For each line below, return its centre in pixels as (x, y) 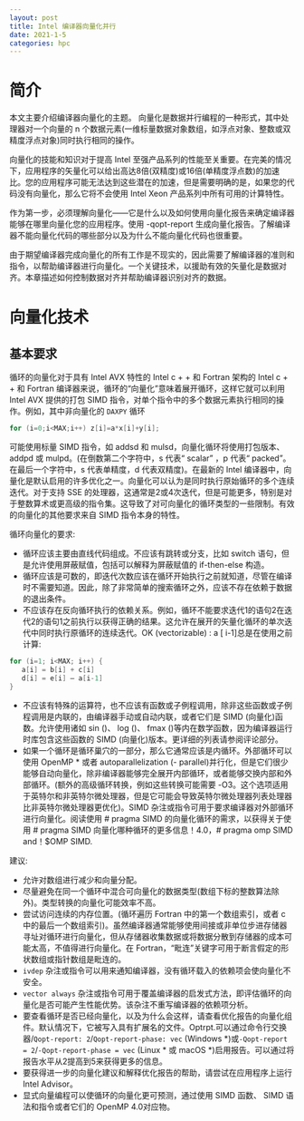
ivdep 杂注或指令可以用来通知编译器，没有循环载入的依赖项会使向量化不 (157, 970)
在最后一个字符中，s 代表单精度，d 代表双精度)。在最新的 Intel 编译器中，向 (151, 470)
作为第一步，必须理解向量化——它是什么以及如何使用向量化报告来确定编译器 (152, 213)
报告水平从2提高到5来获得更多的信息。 (95, 1061)
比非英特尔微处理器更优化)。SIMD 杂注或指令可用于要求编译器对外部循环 (158, 807)
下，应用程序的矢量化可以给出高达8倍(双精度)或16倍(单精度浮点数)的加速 (145, 171)
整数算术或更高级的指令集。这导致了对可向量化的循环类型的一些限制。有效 (156, 503)
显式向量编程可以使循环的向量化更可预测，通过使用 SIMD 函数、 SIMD (153, 1095)
